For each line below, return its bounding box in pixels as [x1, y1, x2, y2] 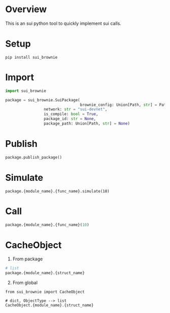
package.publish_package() [5, 154, 62, 160]
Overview [5, 4, 47, 15]
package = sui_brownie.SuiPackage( [5, 97, 80, 102]
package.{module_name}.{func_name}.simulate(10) [5, 188, 110, 193]
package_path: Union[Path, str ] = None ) [44, 121, 130, 126]
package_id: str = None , [44, 116, 96, 122]
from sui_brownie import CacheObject [5, 290, 85, 295]
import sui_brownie [5, 88, 47, 93]
